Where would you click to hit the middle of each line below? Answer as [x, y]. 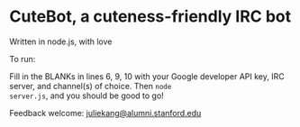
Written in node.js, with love [61, 41]
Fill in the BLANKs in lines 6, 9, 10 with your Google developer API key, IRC [147, 76]
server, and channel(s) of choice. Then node [91, 86]
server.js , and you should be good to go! [86, 95]
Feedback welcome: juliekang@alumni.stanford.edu [105, 113]
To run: [23, 59]
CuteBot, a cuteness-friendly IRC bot [150, 17]
